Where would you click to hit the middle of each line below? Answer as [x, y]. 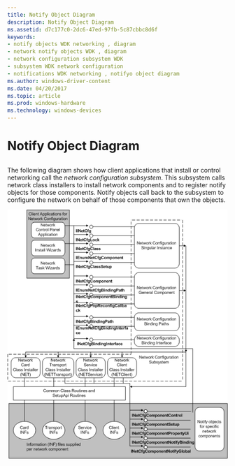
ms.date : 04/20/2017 [37, 88]
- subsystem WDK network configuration [65, 66]
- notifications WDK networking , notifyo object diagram [93, 73]
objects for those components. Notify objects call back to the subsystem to [115, 192]
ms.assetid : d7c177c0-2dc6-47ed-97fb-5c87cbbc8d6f [83, 29]
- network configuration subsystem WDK [65, 59]
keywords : [22, 37]
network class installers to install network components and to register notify [116, 184]
